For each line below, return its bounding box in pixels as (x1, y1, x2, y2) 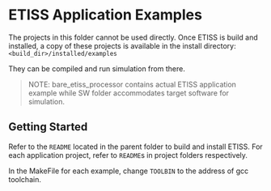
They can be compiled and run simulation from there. (8, 63, 186, 74)
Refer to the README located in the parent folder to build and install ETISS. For (8, 142, 263, 151)
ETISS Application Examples (8, 6, 202, 24)
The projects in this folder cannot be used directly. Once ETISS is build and (8, 32, 259, 42)
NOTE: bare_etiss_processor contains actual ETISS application (28, 79, 237, 89)
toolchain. (8, 174, 42, 184)
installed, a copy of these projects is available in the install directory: (8, 40, 236, 50)
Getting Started (8, 120, 88, 134)
